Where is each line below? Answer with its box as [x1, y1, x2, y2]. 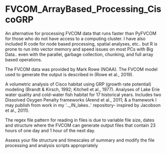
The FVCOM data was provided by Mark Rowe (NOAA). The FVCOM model [5, 66, 158, 72]
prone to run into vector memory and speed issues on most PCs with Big [5, 46, 154, 52]
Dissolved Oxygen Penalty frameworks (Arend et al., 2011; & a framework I [5, 97, 157, 102]
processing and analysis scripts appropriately [5, 142, 98, 148]
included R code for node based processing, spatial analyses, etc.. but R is [5, 41, 158, 47]
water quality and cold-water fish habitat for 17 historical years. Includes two [5, 92, 162, 98]
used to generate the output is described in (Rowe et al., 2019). [5, 71, 134, 77]
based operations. [5, 56, 42, 62]
